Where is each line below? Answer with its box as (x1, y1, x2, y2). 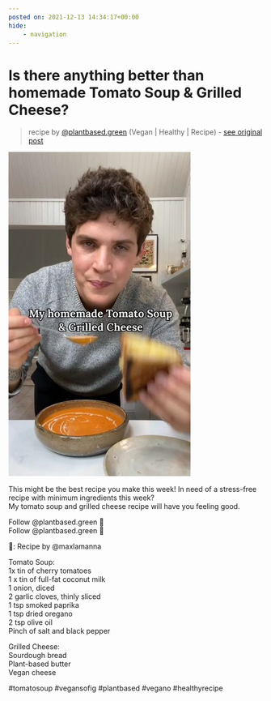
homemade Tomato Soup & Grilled (8, 83, 243, 101)
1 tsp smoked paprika (8, 601, 79, 610)
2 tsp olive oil (8, 618, 53, 627)
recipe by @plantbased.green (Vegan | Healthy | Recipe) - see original (28, 127, 263, 137)
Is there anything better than (8, 66, 205, 84)
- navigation (23, 30, 67, 38)
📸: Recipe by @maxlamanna (8, 541, 102, 551)
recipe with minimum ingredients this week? (8, 493, 155, 502)
